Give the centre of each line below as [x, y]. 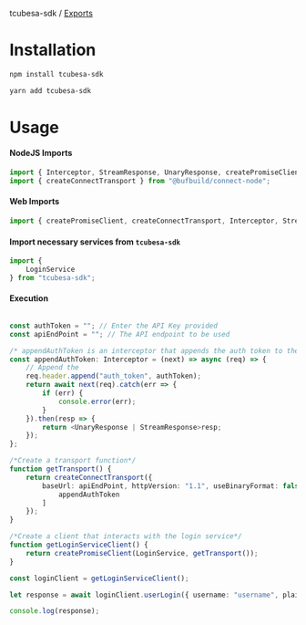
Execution [29, 298]
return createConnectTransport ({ [89, 477]
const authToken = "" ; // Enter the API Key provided [114, 326]
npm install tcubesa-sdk [56, 74]
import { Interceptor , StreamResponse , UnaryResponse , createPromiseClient [156, 172]
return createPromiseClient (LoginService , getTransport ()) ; [142, 553]
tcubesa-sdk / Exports [51, 13]
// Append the [52, 368]
